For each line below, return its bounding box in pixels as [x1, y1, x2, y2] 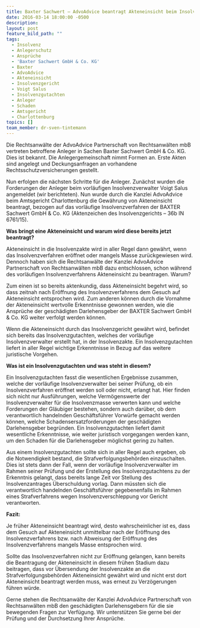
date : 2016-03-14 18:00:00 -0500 [6, 14, 89, 20]
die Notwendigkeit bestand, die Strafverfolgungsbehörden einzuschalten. [6, 455, 186, 462]
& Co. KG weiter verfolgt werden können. [6, 314, 107, 321]
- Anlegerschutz [11, 48, 52, 54]
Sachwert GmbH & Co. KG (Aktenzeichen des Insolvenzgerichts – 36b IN [6, 210, 185, 217]
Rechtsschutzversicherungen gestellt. [6, 167, 99, 173]
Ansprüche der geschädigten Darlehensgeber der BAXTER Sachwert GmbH [6, 308, 192, 314]
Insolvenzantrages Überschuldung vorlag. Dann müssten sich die [6, 480, 167, 487]
